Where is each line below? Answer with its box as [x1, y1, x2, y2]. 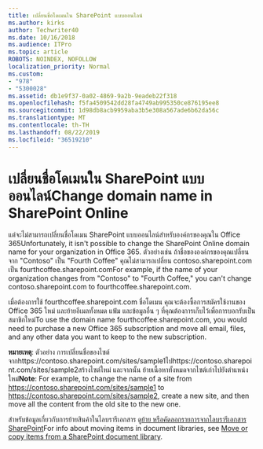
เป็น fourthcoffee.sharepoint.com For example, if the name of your [8, 265, 218, 274]
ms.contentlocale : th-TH [8, 121, 89, 129]
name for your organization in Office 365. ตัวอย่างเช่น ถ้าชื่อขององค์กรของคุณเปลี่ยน [8, 247, 250, 256]
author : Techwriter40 [8, 26, 79, 34]
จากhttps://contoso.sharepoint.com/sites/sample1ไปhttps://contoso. [8, 356, 225, 366]
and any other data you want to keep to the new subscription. [8, 332, 207, 342]
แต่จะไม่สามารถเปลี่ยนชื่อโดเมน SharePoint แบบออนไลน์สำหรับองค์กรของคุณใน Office [8, 230, 241, 240]
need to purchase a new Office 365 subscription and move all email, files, [8, 324, 246, 333]
